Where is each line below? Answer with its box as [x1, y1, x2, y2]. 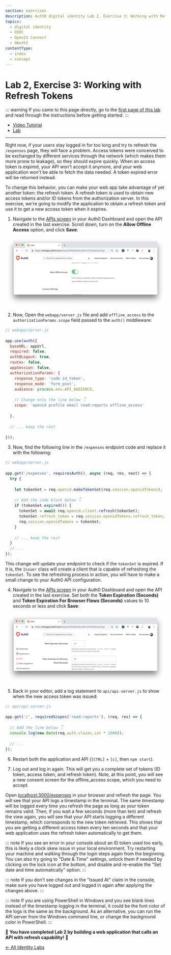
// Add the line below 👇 [10, 725, 64, 730]
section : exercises [5, 8, 47, 13]
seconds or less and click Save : [12, 603, 80, 609]
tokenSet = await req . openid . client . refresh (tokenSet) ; [18, 508, 140, 514]
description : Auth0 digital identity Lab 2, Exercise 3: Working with [5, 13, 158, 19]
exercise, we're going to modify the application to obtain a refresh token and [5, 201, 165, 207]
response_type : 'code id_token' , [14, 376, 85, 381]
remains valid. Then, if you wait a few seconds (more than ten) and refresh [5, 808, 162, 814]
